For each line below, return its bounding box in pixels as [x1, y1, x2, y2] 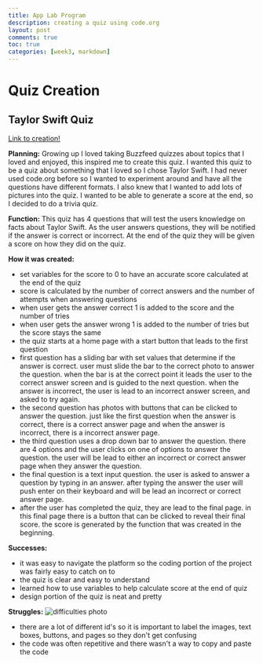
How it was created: [8, 254, 75, 264]
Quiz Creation [8, 82, 100, 100]
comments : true [8, 33, 58, 42]
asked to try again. [19, 395, 80, 404]
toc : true [8, 41, 41, 49]
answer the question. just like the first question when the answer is [19, 411, 236, 421]
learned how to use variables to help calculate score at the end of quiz [19, 584, 248, 592]
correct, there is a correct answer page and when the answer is [19, 420, 225, 428]
